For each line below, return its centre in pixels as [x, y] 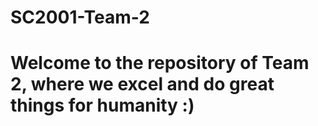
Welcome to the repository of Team [160, 63]
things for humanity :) [102, 105]
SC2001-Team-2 [80, 17]
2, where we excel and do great [142, 84]
